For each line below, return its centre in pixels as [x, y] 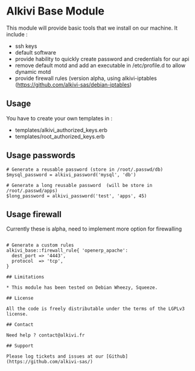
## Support [20, 346]
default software [35, 52]
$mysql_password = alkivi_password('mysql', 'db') [71, 175]
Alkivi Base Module [55, 11]
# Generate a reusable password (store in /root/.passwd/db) [85, 169]
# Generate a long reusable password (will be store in [79, 185]
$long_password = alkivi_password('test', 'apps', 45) [77, 196]
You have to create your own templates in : [59, 118]
